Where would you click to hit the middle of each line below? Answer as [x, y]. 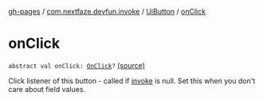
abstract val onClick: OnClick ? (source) [77, 65]
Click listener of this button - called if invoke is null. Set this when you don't [132, 81]
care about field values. [47, 89]
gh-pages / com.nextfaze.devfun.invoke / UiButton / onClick [107, 12]
